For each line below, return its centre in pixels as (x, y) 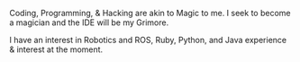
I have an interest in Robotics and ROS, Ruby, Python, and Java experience (148, 40)
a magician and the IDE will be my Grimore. (89, 22)
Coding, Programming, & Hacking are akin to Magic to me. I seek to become (150, 13)
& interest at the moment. (56, 49)
